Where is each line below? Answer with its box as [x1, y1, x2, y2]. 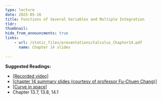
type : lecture [5, 7, 35, 13]
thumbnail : [5, 26, 28, 31]
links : [5, 36, 19, 41]
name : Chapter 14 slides [18, 45, 71, 50]
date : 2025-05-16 [5, 12, 42, 17]
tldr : [5, 21, 17, 27]
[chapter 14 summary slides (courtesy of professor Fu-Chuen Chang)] [12, 78, 157, 84]
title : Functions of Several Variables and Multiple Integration [5, 17, 144, 22]
